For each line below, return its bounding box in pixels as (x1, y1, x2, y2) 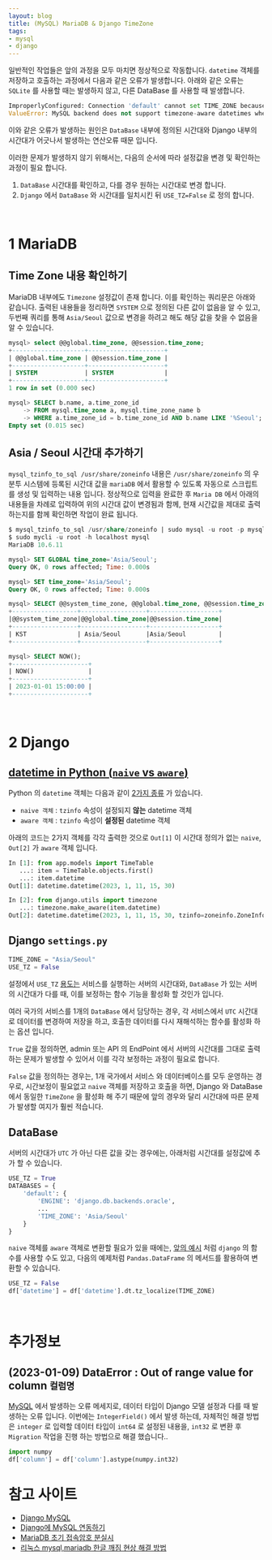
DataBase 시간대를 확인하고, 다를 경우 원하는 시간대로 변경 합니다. (19, 179, 227, 189)
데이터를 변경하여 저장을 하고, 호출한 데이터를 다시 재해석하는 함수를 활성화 (16, 1016, 253, 1026)
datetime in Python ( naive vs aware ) (8, 765, 189, 780)
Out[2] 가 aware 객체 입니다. (8, 842, 98, 853)
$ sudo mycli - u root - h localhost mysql (8, 534, 151, 542)
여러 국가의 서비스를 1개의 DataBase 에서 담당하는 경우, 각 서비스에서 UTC (8, 1006, 236, 1016)
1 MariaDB (8, 235, 78, 253)
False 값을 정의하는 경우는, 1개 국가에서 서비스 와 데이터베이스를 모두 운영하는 (8, 1071, 254, 1081)
